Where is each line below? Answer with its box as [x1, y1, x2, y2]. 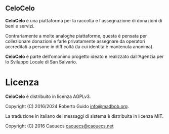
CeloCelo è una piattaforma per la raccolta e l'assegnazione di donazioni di [5, 17, 163, 23]
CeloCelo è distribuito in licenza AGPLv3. [5, 93, 91, 99]
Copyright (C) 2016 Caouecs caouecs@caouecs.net [5, 123, 114, 129]
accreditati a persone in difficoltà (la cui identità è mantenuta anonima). [5, 43, 154, 50]
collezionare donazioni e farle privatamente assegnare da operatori [5, 38, 145, 44]
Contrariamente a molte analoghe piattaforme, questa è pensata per [5, 32, 147, 39]
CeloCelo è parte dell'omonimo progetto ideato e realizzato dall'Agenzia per [5, 53, 164, 59]
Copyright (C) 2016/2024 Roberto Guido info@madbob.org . [5, 103, 129, 109]
